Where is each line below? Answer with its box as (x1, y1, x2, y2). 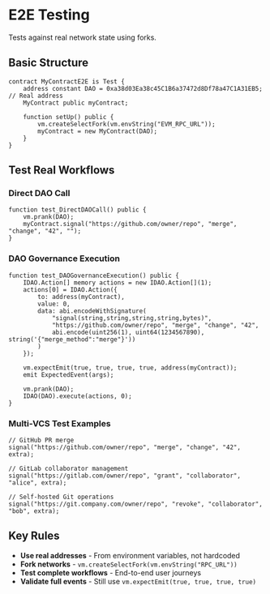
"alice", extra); (8, 479, 67, 487)
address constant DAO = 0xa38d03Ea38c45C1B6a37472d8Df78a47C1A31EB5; (23, 84, 264, 92)
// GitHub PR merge (8, 436, 75, 445)
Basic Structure (8, 56, 89, 70)
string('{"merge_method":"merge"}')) (8, 335, 136, 344)
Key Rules (8, 529, 60, 543)
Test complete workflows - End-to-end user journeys (19, 567, 201, 577)
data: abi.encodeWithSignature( (37, 306, 148, 315)
